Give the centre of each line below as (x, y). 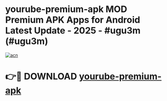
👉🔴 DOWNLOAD (41, 77)
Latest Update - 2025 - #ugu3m (73, 31)
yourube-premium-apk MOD (66, 9)
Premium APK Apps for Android (73, 20)
